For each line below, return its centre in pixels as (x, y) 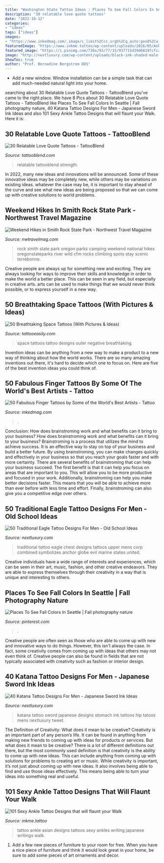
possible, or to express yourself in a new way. (51, 289)
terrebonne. (29, 259)
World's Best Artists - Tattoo (50, 391)
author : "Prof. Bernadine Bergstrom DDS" (48, 64)
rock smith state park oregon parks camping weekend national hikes (86, 248)
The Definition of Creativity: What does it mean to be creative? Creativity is (80, 730)
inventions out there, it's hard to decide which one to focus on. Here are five (82, 363)
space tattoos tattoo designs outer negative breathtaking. (75, 343)
